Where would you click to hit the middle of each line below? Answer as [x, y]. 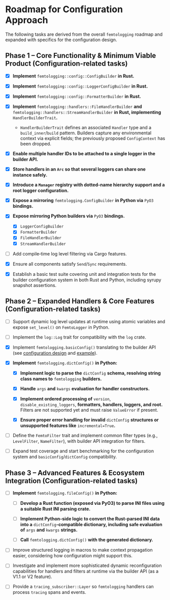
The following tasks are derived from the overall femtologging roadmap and [84, 34]
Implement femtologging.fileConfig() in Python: [65, 493]
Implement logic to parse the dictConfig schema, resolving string [90, 373]
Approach [27, 20]
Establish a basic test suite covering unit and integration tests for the [84, 274]
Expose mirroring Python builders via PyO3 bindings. [69, 216]
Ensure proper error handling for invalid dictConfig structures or [89, 420]
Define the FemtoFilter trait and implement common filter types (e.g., [85, 436]
